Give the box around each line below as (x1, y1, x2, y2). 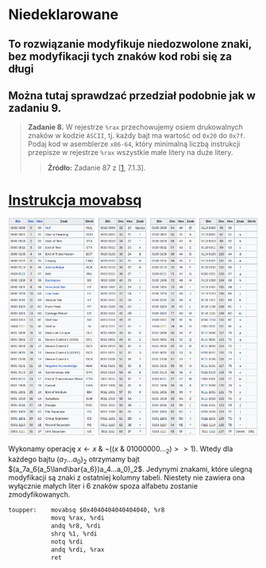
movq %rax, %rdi (50, 514, 105, 522)
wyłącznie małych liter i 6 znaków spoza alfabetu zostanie (8, 481, 199, 491)
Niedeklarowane (8, 6, 119, 24)
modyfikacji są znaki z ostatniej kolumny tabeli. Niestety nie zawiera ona (8, 473, 245, 482)
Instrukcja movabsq (8, 191, 142, 209)
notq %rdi (50, 538, 83, 546)
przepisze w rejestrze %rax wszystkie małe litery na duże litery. (27, 148, 233, 157)
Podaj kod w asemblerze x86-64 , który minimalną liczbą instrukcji (27, 139, 241, 149)
